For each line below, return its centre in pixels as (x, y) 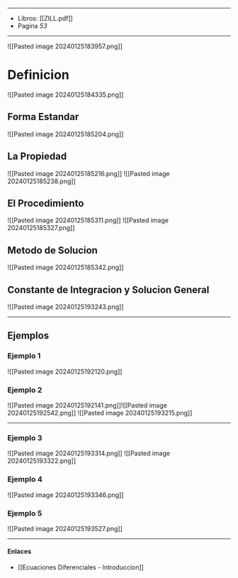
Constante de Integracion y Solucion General (108, 289)
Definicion (38, 75)
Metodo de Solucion (52, 250)
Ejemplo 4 (25, 479)
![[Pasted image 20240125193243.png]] (66, 307)
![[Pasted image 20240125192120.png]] (65, 371)
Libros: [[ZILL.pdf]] (45, 18)
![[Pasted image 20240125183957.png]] (65, 46)
